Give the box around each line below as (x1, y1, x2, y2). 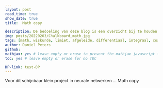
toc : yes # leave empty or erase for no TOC (5, 56, 97, 61)
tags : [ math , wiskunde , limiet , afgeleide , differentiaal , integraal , (5, 38, 151, 43)
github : (5, 47, 21, 52)
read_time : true (5, 12, 38, 16)
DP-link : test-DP (5, 64, 40, 70)
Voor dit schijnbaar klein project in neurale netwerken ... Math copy (5, 78, 139, 84)
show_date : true (5, 16, 38, 21)
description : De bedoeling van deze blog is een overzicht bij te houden (5, 29, 158, 34)
